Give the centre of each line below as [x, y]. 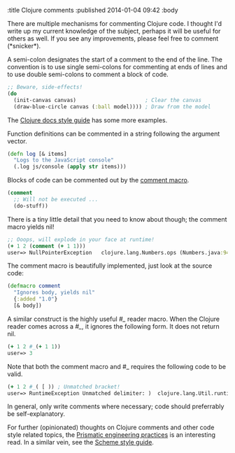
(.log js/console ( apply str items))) [70, 167]
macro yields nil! [31, 226]
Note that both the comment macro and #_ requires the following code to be [116, 366]
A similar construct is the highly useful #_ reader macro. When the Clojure [114, 319]
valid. [15, 374]
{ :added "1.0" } [36, 299]
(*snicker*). [24, 46]
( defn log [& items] [37, 154]
